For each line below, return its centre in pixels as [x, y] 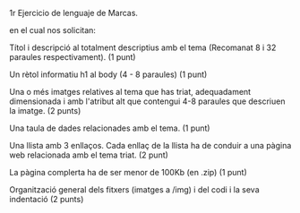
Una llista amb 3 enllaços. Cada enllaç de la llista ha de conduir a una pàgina [150, 145]
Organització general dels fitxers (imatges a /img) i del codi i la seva [134, 190]
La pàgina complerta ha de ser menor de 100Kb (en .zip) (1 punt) [129, 172]
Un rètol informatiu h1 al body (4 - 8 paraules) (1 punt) [108, 74]
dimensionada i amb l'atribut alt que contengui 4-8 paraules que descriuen [147, 101]
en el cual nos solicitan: [53, 30]
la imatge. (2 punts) [45, 111]
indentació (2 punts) [47, 199]
